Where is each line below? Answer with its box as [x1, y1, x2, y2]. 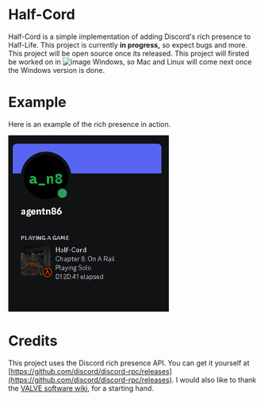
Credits [8, 332, 58, 350]
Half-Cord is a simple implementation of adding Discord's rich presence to [8, 32, 251, 41]
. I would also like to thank [171, 375, 257, 384]
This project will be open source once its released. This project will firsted [8, 48, 250, 58]
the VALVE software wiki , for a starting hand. [8, 383, 155, 393]
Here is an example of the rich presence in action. [8, 119, 171, 128]
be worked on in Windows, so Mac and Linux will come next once [8, 57, 252, 67]
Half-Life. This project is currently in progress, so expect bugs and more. [8, 40, 248, 49]
